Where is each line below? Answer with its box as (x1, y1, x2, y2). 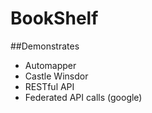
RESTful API (24, 80, 75, 92)
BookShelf (10, 7, 99, 30)
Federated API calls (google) (24, 91, 143, 103)
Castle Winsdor (24, 70, 89, 82)
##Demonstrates (10, 40, 80, 52)
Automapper (24, 59, 77, 71)
